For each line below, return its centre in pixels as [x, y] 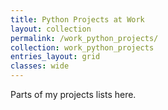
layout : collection [51, 29]
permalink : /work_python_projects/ [84, 38]
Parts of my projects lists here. [73, 94]
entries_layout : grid [55, 57]
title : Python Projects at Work [77, 19]
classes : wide [40, 66]
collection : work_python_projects [82, 47]
